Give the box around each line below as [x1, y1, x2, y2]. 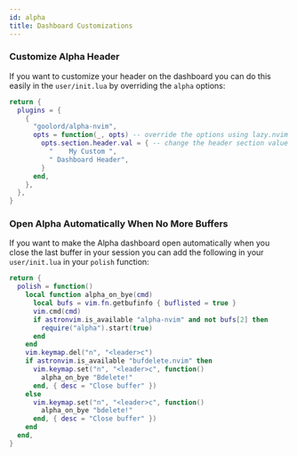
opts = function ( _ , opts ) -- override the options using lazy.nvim [32, 131, 289, 140]
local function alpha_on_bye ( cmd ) [25, 291, 153, 300]
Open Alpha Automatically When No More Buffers [9, 218, 229, 230]
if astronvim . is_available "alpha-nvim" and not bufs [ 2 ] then [32, 315, 269, 324]
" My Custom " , [48, 148, 117, 156]
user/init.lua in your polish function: [9, 257, 149, 268]
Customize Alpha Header [9, 51, 120, 63]
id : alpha [9, 12, 46, 22]
